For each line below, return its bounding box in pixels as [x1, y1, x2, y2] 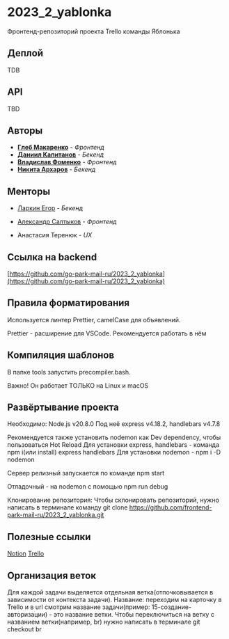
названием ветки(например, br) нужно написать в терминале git [7, 617, 200, 626]
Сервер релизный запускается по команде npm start [7, 469, 165, 478]
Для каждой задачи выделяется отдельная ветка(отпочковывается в [7, 588, 214, 597]
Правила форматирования [7, 297, 130, 309]
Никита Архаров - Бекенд [17, 165, 96, 174]
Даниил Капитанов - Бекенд [17, 150, 104, 159]
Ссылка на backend [7, 251, 97, 263]
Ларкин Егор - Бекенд [17, 204, 84, 212]
